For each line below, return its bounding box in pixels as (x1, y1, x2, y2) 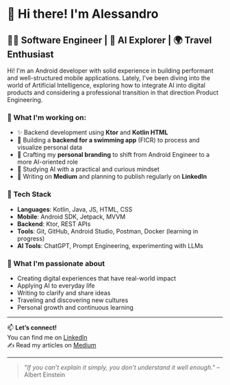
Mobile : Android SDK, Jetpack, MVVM (16, 212, 126, 221)
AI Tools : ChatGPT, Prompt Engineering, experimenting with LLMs (16, 241, 204, 249)
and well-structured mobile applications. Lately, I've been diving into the (7, 74, 211, 82)
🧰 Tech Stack (7, 190, 52, 199)
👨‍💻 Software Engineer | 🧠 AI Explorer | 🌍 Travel (7, 34, 212, 46)
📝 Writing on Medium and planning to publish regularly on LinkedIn (16, 173, 207, 181)
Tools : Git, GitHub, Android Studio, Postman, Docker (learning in (16, 227, 199, 235)
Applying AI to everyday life (16, 281, 95, 290)
